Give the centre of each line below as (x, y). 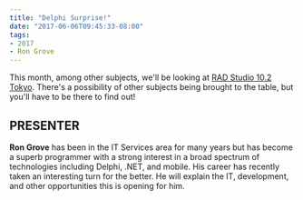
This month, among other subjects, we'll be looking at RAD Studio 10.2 (141, 77)
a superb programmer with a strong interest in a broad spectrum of (135, 156)
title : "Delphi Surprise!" (60, 18)
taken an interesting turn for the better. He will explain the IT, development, (149, 176)
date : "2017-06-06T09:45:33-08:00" (77, 26)
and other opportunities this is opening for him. (97, 185)
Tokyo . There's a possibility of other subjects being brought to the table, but (151, 87)
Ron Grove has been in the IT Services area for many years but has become (151, 147)
